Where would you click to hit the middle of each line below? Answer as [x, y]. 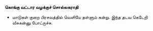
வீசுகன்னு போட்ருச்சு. [32, 23]
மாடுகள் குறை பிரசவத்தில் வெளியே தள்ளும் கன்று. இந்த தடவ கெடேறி [80, 17]
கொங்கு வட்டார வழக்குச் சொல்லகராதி [42, 7]
